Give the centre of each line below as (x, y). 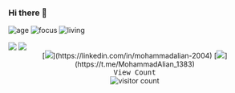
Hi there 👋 (28, 13)
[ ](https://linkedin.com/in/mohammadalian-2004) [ (130, 56)
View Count (135, 73)
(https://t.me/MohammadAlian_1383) (135, 64)
